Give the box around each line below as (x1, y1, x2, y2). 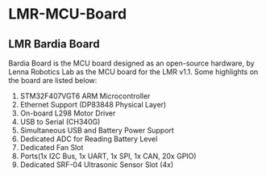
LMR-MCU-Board (8, 5, 127, 23)
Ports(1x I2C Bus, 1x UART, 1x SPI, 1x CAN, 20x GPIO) (19, 151, 197, 161)
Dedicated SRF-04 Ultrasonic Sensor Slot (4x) (19, 160, 174, 170)
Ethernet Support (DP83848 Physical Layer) (19, 100, 167, 109)
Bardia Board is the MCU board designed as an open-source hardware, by (8, 58, 256, 68)
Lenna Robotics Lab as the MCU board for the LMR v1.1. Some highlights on (8, 67, 259, 77)
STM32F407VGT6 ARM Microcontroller (19, 91, 151, 101)
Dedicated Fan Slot (19, 143, 84, 152)
